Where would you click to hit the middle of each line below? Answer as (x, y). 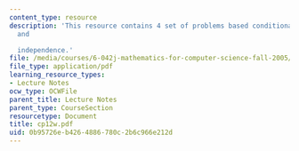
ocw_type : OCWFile (43, 91)
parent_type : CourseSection (61, 107)
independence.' (45, 50)
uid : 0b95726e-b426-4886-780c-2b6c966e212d (91, 133)
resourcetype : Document (53, 116)
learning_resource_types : (57, 75)
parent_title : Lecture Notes (63, 99)
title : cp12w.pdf (41, 124)
